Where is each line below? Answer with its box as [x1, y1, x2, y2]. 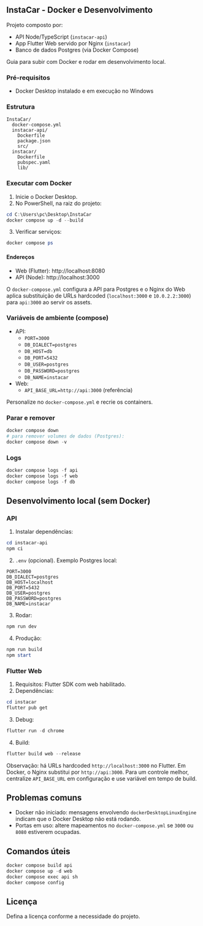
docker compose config [6, 879, 64, 885]
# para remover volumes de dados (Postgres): [6, 433, 124, 439]
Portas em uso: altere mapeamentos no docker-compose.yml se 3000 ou [15, 822, 194, 829]
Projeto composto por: [6, 21, 63, 28]
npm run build [6, 646, 43, 652]
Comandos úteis [6, 846, 71, 857]
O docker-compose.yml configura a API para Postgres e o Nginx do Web [6, 285, 186, 293]
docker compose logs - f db [6, 479, 75, 485]
